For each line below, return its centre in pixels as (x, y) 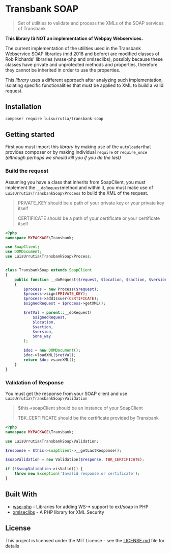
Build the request (27, 171)
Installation (23, 107)
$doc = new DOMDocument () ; (52, 351)
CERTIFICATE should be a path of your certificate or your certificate (89, 218)
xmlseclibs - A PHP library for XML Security (58, 512)
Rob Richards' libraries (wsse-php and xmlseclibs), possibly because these (84, 59)
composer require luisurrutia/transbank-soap (54, 119)
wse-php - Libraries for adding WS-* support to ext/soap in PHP (80, 506)
